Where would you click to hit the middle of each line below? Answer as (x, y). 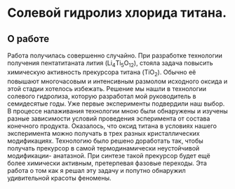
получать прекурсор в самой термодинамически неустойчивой (103, 148)
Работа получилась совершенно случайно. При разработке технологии (115, 55)
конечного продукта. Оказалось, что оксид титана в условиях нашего (112, 126)
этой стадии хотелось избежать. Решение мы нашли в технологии (107, 88)
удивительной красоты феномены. (59, 178)
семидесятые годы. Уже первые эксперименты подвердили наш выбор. (116, 104)
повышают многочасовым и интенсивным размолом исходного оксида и (117, 81)
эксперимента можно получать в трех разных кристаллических (103, 133)
